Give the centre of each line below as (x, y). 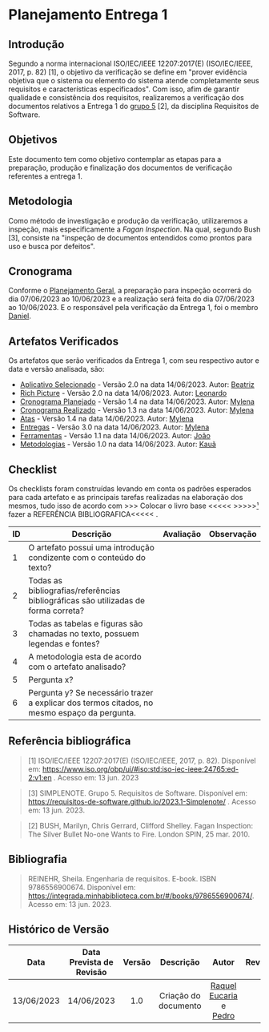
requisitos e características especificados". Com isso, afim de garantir (124, 89)
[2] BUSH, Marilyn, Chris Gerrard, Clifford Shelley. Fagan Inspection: (141, 825)
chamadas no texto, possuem (84, 634)
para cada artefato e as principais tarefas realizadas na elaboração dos (126, 498)
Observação (233, 534)
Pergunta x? (51, 680)
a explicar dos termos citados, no (91, 703)
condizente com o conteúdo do (87, 558)
